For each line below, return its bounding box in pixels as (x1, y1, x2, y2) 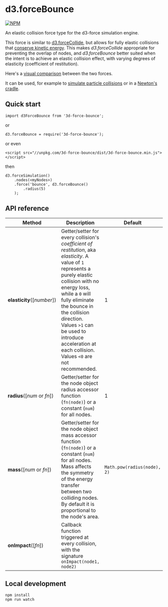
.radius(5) (23, 186, 46, 191)
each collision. (60, 347, 95, 354)
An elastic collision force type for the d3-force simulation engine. (5, 30, 139, 36)
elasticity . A (60, 252, 89, 259)
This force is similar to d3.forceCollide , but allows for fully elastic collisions (5, 39, 159, 46)
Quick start (5, 100, 41, 109)
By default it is (60, 500, 95, 507)
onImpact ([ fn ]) (7, 542, 44, 549)
